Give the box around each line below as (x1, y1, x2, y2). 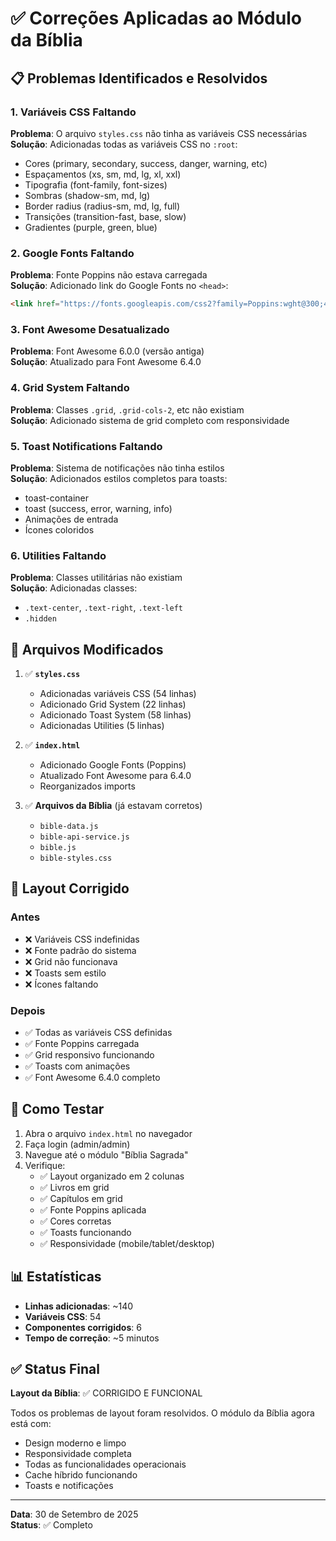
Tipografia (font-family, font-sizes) (24, 178, 168, 191)
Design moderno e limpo (24, 1437, 127, 1449)
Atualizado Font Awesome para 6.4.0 (39, 770, 192, 782)
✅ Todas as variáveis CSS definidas (24, 1027, 173, 1039)
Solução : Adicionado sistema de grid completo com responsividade (10, 414, 290, 426)
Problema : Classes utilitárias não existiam (10, 572, 183, 584)
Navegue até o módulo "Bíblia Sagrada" (24, 1148, 189, 1161)
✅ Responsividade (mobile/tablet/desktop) (39, 1237, 215, 1249)
